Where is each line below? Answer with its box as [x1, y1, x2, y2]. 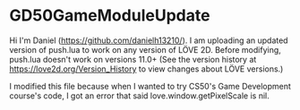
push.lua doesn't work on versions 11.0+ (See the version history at [9, 54, 257, 64]
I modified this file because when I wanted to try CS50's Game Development [9, 80, 291, 91]
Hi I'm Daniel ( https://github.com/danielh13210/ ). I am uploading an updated [9, 35, 288, 46]
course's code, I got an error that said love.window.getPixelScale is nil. [9, 90, 270, 101]
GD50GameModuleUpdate [9, 5, 210, 26]
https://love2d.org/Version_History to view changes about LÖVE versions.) [9, 63, 284, 74]
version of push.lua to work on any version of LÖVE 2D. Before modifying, [9, 44, 282, 55]
